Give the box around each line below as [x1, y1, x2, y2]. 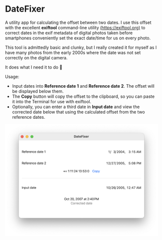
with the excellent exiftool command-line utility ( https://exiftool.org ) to [5, 24, 146, 30]
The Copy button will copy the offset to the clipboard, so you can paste [12, 93, 155, 99]
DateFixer [5, 3, 45, 15]
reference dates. [12, 114, 45, 120]
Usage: [5, 74, 19, 79]
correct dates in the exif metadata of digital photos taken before [5, 30, 133, 36]
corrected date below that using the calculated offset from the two [12, 109, 145, 115]
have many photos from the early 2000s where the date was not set [5, 50, 141, 55]
